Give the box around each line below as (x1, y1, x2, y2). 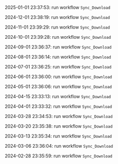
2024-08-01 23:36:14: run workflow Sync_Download (5, 54, 111, 60)
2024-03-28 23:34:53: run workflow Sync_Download (5, 113, 113, 119)
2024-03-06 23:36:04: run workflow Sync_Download (5, 143, 113, 149)
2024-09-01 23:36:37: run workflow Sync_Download (5, 44, 112, 50)
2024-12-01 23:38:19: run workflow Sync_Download (5, 14, 110, 20)
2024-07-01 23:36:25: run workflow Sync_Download (5, 64, 112, 69)
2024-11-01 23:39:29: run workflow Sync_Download (5, 24, 110, 30)
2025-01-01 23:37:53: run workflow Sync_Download (5, 5, 111, 10)
